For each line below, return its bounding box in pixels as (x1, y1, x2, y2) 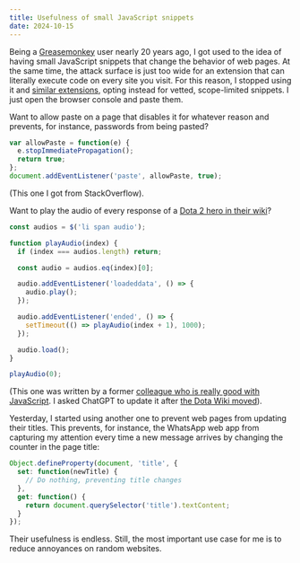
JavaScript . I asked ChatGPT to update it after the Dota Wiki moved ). (9, 396, 262, 407)
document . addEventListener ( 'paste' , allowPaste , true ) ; (9, 172, 222, 180)
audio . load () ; (17, 345, 70, 355)
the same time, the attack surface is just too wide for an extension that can (9, 65, 285, 76)
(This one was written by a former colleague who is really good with (9, 386, 260, 397)
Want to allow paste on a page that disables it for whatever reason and (9, 111, 270, 122)
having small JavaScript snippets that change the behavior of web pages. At (9, 56, 291, 66)
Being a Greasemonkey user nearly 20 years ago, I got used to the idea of (9, 46, 282, 57)
